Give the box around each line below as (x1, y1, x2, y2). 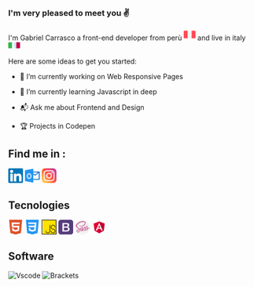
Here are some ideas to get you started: (8, 56, 138, 66)
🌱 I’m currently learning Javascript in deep (19, 87, 157, 96)
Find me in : (8, 147, 66, 160)
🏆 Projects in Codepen (19, 122, 96, 131)
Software (8, 250, 54, 263)
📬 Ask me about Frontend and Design (19, 103, 145, 112)
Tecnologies (8, 198, 70, 212)
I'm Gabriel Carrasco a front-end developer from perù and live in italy (8, 33, 246, 42)
